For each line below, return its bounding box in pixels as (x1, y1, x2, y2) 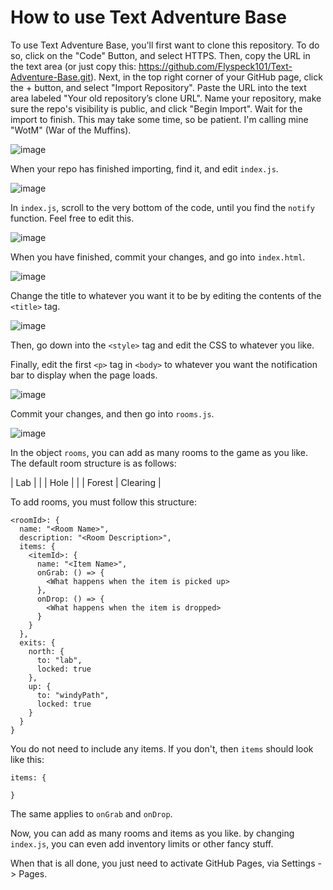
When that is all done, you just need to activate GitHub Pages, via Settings (10, 857, 316, 869)
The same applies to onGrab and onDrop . (10, 807, 173, 820)
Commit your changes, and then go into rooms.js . (10, 407, 215, 420)
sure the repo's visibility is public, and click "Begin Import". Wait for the (10, 102, 303, 115)
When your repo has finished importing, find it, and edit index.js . (10, 162, 279, 175)
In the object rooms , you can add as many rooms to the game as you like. (10, 446, 308, 458)
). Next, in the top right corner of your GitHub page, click (90, 71, 323, 83)
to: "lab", (36, 655, 83, 665)
